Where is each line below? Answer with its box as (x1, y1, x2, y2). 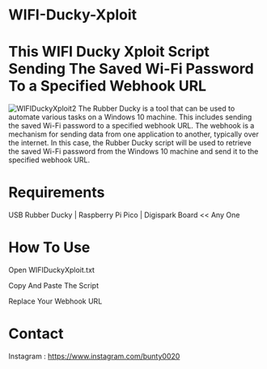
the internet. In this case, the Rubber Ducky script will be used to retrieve (8, 138, 252, 148)
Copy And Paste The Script (8, 281, 100, 290)
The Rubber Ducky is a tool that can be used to (78, 103, 235, 114)
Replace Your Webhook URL (8, 296, 103, 306)
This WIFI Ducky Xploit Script (8, 43, 210, 61)
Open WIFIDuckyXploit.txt (8, 265, 95, 275)
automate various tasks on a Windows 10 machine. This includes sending (8, 112, 252, 122)
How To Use (8, 238, 91, 257)
